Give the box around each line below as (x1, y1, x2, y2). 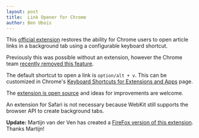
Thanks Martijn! (6, 126, 45, 133)
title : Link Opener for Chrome (6, 14, 86, 20)
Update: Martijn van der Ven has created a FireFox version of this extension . (6, 119, 194, 126)
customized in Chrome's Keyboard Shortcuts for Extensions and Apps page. (6, 78, 193, 85)
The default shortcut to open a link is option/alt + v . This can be (6, 72, 167, 79)
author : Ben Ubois (6, 20, 52, 26)
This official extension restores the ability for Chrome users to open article (6, 36, 189, 43)
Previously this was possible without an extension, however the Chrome (6, 54, 183, 61)
